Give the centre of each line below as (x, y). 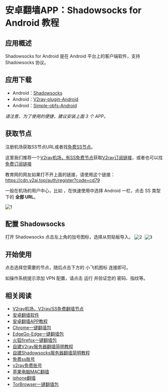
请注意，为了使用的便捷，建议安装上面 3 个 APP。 (57, 116)
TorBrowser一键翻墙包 (36, 384)
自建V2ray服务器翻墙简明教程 (43, 347)
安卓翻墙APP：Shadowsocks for (73, 10)
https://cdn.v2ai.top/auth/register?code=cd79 (53, 180)
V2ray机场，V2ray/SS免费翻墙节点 (48, 309)
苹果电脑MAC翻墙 (31, 372)
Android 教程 (32, 23)
